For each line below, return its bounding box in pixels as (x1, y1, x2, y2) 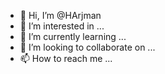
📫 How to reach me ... (19, 53, 113, 64)
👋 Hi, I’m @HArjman (19, 10, 102, 21)
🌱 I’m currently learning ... (19, 31, 127, 42)
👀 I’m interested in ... (19, 20, 105, 32)
